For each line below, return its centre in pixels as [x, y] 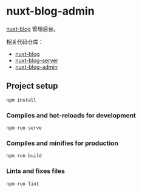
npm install [21, 100]
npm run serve [24, 128]
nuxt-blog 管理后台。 [33, 29]
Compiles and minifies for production [62, 143]
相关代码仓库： [25, 41]
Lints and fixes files [36, 171]
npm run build [24, 156]
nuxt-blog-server [37, 60]
